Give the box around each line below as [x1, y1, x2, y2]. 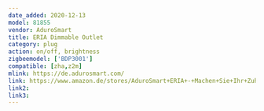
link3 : [8, 91, 30, 99]
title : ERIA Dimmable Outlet [8, 33, 104, 41]
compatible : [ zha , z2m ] [8, 63, 82, 70]
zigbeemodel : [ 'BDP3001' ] [8, 55, 93, 63]
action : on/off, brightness [8, 48, 101, 55]
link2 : [8, 84, 30, 92]
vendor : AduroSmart [8, 26, 72, 34]
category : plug [8, 41, 58, 48]
